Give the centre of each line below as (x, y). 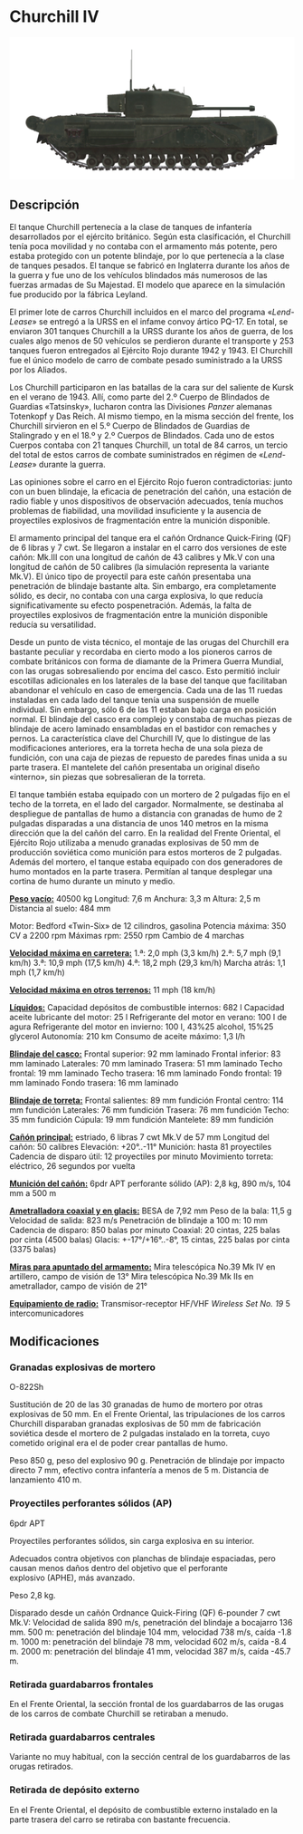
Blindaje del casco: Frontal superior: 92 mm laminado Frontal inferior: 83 (145, 1054)
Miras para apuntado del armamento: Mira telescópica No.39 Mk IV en (142, 1267)
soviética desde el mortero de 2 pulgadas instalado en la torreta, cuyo (140, 1433)
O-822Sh (27, 1387)
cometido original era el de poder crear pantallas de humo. (119, 1443)
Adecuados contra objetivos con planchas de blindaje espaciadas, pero (142, 1558)
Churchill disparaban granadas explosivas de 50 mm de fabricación (135, 1424)
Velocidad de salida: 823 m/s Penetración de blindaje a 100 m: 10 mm (139, 1220)
